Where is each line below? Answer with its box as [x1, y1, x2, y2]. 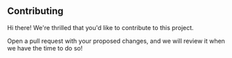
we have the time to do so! [7, 44, 83, 52]
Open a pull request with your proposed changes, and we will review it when [7, 37, 225, 45]
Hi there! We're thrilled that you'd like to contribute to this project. [7, 23, 194, 31]
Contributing [7, 5, 64, 17]
